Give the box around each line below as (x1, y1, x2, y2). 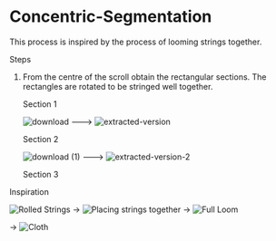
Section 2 (22, 133, 59, 144)
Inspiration (9, 186, 50, 197)
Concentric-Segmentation (9, 6, 212, 27)
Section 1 (22, 98, 57, 110)
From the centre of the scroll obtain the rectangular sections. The (22, 71, 267, 82)
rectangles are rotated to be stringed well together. (22, 81, 213, 92)
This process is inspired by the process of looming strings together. (9, 36, 262, 47)
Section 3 (22, 169, 59, 179)
